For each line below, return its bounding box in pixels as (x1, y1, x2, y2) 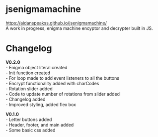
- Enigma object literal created (5, 64, 68, 70)
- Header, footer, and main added (5, 122, 74, 128)
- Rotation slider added (5, 86, 53, 92)
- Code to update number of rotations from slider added (5, 91, 120, 97)
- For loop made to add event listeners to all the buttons (5, 75, 120, 81)
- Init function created (5, 70, 50, 76)
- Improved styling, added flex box (5, 101, 77, 108)
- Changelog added (5, 96, 46, 102)
